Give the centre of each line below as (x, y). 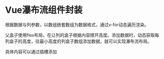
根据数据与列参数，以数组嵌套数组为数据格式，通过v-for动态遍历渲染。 (77, 25)
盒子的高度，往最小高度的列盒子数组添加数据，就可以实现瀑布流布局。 (80, 41)
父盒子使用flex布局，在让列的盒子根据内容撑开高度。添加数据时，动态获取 (80, 35)
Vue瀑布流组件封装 (44, 10)
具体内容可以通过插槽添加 (31, 52)
